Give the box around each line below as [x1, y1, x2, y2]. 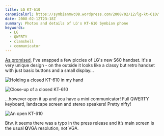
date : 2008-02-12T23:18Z [5, 16, 56, 21]
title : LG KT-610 [5, 7, 41, 12]
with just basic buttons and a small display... [5, 67, 94, 73]
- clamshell [9, 39, 34, 44]
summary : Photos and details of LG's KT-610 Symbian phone [5, 21, 129, 26]
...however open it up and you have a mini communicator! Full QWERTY [5, 96, 149, 102]
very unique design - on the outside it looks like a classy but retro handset [5, 62, 155, 68]
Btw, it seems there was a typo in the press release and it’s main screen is [5, 120, 155, 126]
